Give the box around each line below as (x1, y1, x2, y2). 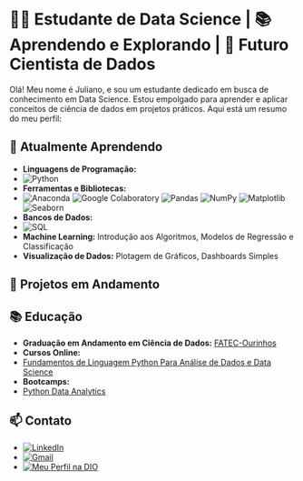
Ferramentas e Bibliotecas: (22, 183, 127, 194)
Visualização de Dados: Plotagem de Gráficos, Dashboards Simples (22, 250, 279, 261)
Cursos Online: (22, 346, 81, 357)
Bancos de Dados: (22, 212, 93, 223)
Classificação (22, 240, 74, 252)
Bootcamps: (22, 376, 70, 386)
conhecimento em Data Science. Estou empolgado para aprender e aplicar (9, 94, 288, 105)
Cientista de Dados (9, 54, 156, 75)
